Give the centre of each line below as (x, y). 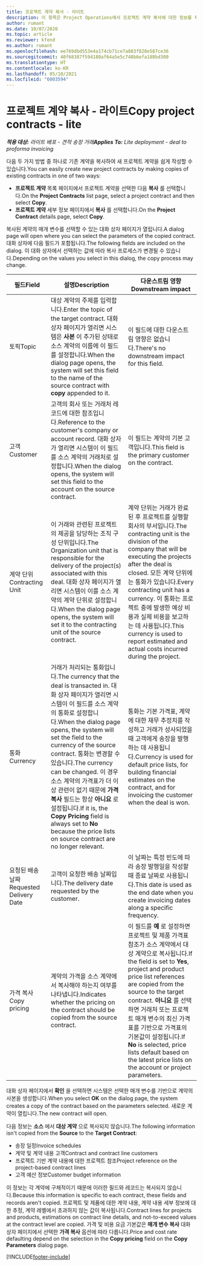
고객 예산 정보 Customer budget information (68, 1175)
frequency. (143, 915)
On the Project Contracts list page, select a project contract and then (108, 196)
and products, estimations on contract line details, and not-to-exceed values (101, 1217)
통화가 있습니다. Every (164, 582)
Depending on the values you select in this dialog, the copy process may (103, 259)
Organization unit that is (85, 550)
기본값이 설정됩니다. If (156, 1037)
